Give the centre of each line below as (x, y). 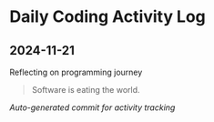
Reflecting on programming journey (76, 72)
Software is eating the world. (86, 90)
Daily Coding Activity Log (108, 17)
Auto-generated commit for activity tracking (92, 107)
